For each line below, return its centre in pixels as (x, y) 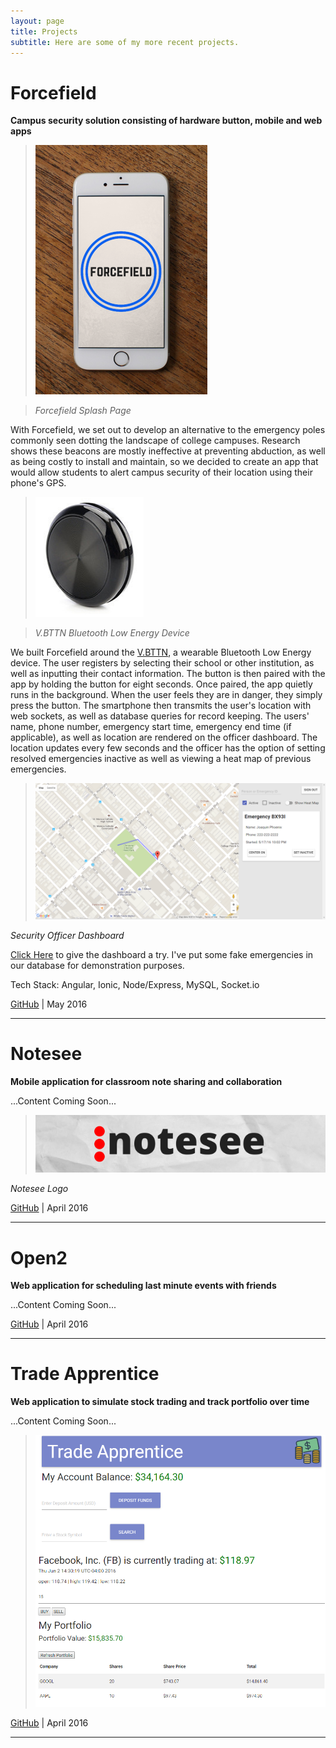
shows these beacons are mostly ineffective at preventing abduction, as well (168, 451)
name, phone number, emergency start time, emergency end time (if (151, 727)
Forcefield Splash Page (83, 411)
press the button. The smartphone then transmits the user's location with (161, 706)
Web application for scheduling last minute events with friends (143, 1286)
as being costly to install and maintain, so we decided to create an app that (164, 462)
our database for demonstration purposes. (97, 965)
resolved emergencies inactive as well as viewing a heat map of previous (161, 759)
